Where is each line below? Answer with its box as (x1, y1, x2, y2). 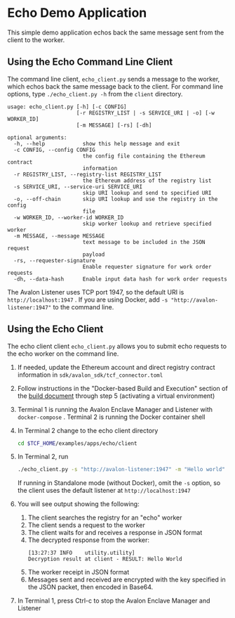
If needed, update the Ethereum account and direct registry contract (17, 363, 215, 371)
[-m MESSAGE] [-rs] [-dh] (76, 122, 152, 129)
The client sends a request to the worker (27, 521, 146, 529)
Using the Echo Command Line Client (7, 56, 173, 68)
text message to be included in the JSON (82, 238, 206, 245)
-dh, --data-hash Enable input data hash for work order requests (13, 276, 228, 283)
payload (82, 251, 105, 258)
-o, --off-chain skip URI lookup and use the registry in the (13, 195, 218, 202)
